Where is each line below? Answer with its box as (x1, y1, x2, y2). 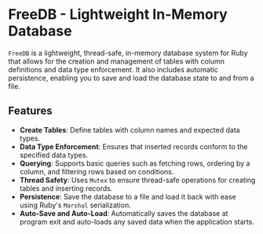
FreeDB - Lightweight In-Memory (8, 5, 228, 24)
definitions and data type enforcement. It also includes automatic (8, 64, 218, 74)
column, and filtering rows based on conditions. (19, 166, 174, 176)
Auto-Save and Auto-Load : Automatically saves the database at (19, 208, 228, 218)
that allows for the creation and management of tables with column (8, 57, 225, 66)
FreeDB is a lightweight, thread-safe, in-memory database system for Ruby (8, 48, 248, 57)
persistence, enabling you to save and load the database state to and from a (8, 73, 254, 82)
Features (8, 104, 53, 118)
